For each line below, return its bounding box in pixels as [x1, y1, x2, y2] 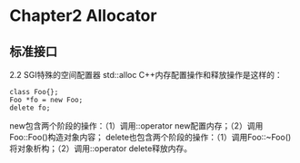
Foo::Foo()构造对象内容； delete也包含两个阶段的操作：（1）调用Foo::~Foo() [9, 132, 292, 142]
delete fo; [9, 103, 51, 112]
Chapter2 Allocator [9, 5, 157, 26]
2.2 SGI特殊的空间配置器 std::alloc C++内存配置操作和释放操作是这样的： [9, 70, 284, 80]
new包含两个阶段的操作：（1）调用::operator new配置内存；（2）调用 [9, 120, 264, 131]
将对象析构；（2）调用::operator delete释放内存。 [9, 143, 193, 154]
